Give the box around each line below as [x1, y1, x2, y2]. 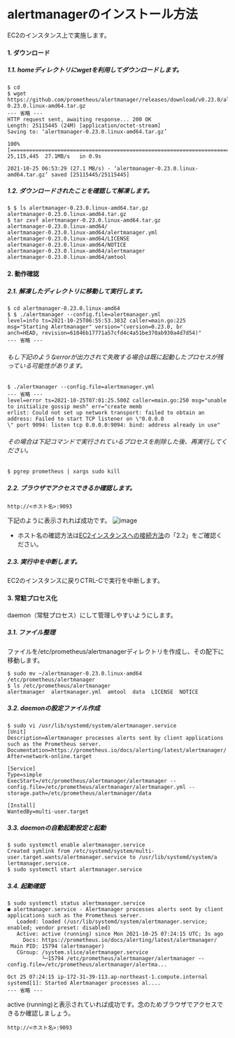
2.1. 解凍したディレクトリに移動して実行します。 [7, 287, 147, 295]
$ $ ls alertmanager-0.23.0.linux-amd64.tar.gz [7, 205, 149, 212]
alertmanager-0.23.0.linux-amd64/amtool [7, 254, 127, 261]
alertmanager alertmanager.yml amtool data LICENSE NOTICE [7, 688, 199, 695]
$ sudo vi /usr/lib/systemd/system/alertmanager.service [7, 722, 177, 729]
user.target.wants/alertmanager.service [7, 854, 127, 861]
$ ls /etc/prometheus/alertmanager [7, 682, 111, 689]
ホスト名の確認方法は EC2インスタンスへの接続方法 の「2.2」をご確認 [17, 531, 217, 540]
